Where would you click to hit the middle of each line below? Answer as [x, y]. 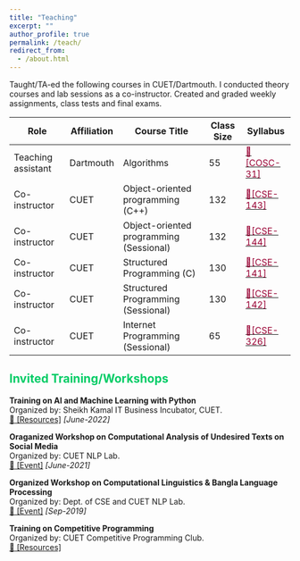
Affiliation [92, 131]
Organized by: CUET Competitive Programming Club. [107, 538]
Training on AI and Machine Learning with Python [103, 400]
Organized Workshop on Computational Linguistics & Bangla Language [144, 482]
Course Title [162, 131]
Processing [31, 491]
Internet [139, 325]
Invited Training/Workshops [89, 379]
